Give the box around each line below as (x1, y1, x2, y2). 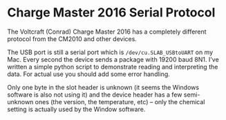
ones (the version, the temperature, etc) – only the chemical (35, 97, 205, 106)
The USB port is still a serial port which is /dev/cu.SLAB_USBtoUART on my (7, 48, 214, 56)
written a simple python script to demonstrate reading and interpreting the (7, 62, 218, 71)
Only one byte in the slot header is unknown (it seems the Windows (7, 83, 199, 91)
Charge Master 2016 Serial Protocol (7, 5, 216, 21)
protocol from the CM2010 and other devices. (7, 34, 137, 43)
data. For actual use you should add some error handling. (7, 70, 171, 78)
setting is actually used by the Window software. (7, 105, 146, 113)
